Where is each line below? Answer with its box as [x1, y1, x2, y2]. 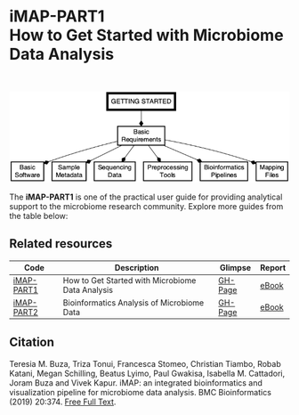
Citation [9, 335, 55, 350]
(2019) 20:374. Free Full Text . [9, 396, 117, 407]
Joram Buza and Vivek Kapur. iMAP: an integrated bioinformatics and [9, 377, 263, 388]
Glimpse [219, 263, 252, 273]
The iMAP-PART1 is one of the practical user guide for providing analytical [9, 191, 283, 202]
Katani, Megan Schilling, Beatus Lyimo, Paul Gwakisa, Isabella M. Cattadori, [9, 368, 286, 378]
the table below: [9, 210, 69, 221]
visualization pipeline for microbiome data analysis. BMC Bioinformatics [9, 387, 271, 397]
